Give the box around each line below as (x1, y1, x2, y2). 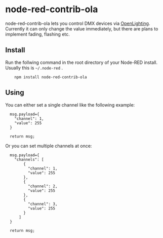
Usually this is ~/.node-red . (5, 64, 63, 71)
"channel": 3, (27, 201, 58, 207)
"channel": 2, (27, 184, 58, 189)
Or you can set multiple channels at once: (5, 143, 92, 149)
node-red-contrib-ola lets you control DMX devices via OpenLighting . (5, 20, 150, 26)
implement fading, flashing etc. (5, 31, 70, 37)
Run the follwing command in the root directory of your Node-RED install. (5, 59, 158, 65)
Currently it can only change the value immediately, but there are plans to (5, 25, 158, 31)
